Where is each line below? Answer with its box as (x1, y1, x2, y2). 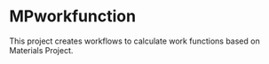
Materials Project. (9, 44, 74, 55)
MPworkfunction (9, 6, 136, 27)
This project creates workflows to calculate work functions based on (9, 36, 260, 46)
